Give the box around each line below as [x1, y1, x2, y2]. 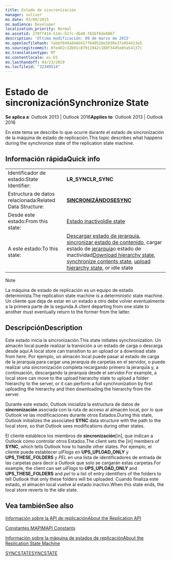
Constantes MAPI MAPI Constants [5, 525, 75, 531]
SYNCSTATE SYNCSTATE [5, 550, 58, 556]
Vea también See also [5, 501, 74, 510]
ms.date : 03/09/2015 [5, 17, 49, 22]
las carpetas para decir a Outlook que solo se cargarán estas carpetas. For [5, 460, 161, 466]
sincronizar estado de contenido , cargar [66, 238, 162, 246]
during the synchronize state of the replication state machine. [5, 140, 134, 146]
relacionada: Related [8, 197, 55, 204]
